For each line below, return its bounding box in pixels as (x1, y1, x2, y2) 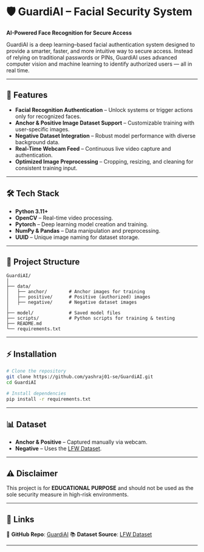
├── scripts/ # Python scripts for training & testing (6, 316, 175, 322)
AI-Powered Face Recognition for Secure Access (6, 29, 132, 36)
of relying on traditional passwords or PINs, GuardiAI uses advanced (6, 53, 177, 61)
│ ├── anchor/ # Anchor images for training (6, 289, 146, 295)
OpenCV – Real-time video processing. (15, 214, 114, 221)
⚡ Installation (6, 349, 57, 359)
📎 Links (6, 514, 35, 525)
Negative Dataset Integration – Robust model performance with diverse (15, 132, 196, 139)
